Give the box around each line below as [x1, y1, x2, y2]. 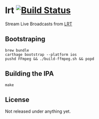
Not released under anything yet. [5, 108, 71, 114]
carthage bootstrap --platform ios [5, 52, 77, 57]
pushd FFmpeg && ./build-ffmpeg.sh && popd [5, 56, 95, 61]
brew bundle [5, 48, 29, 53]
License [5, 95, 30, 104]
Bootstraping [5, 35, 46, 43]
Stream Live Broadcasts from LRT [5, 21, 73, 27]
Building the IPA [5, 69, 54, 78]
